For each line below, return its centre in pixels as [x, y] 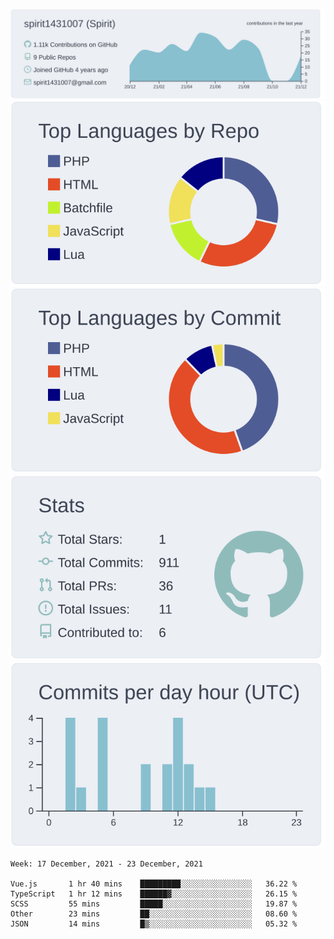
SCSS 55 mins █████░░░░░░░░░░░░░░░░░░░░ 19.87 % [154, 904]
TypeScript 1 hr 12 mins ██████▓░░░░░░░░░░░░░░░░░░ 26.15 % [154, 894]
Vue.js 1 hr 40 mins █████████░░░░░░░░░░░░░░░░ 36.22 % [154, 884]
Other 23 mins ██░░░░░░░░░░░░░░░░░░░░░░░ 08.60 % [154, 914]
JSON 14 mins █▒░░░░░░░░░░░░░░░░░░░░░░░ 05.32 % [154, 924]
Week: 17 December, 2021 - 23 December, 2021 [106, 864]
